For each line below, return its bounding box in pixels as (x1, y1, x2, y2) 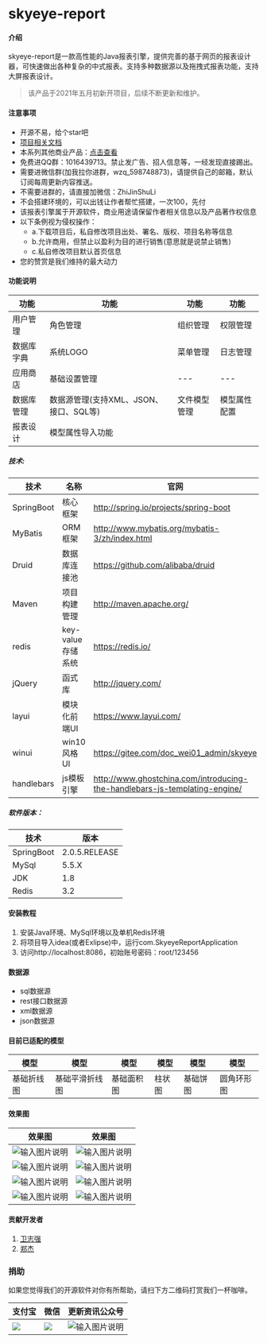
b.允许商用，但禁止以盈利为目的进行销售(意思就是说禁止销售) (31, 236, 232, 246)
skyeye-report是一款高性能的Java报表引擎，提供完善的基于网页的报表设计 (8, 52, 252, 61)
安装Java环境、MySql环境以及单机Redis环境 (19, 927, 165, 937)
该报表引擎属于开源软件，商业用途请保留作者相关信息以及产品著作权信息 (19, 207, 257, 216)
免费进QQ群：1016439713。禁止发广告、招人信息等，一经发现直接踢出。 (19, 157, 257, 167)
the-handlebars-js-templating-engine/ (93, 783, 242, 794)
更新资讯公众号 (68, 1306, 125, 1318)
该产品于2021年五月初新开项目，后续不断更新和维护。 (27, 88, 204, 98)
